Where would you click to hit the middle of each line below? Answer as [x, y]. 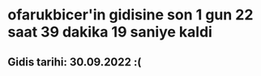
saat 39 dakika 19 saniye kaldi [110, 32]
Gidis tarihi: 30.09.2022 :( [75, 62]
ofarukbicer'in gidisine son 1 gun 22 [130, 15]
